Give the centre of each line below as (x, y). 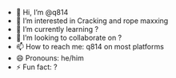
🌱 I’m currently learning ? (57, 29)
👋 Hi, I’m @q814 (42, 12)
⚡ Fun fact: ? (36, 67)
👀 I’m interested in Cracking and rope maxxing (92, 21)
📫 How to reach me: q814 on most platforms (90, 47)
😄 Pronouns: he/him (50, 58)
